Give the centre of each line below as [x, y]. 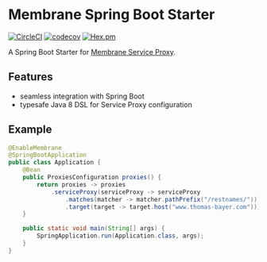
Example [30, 130]
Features [31, 77]
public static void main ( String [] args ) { [94, 229]
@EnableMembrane [35, 148]
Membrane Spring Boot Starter [112, 15]
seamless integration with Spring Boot [82, 96]
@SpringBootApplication [48, 155]
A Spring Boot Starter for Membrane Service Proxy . [92, 52]
